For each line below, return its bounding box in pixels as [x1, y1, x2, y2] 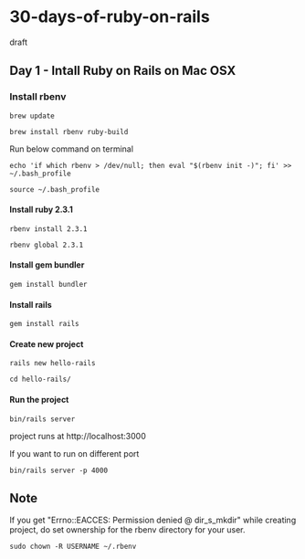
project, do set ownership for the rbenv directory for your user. [9, 524, 246, 535]
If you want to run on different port [9, 448, 140, 459]
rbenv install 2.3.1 [9, 224, 89, 234]
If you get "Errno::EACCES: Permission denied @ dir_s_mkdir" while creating [9, 514, 297, 526]
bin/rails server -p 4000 [9, 466, 108, 475]
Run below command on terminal [9, 143, 134, 154]
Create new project [9, 338, 84, 349]
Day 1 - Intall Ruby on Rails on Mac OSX [9, 63, 237, 79]
